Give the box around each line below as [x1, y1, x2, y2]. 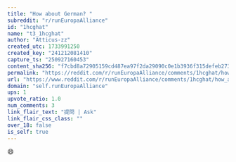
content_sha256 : [7, 63, 55, 70]
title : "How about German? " [7, 10, 93, 18]
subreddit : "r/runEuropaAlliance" [7, 17, 109, 24]
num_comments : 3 [7, 102, 55, 109]
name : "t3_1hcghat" [7, 30, 65, 37]
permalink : [7, 69, 39, 76]
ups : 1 [7, 89, 27, 96]
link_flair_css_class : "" [7, 115, 83, 122]
